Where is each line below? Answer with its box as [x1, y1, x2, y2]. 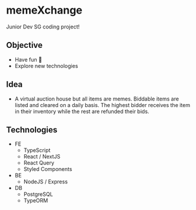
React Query [23, 159, 54, 166]
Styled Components [23, 166, 72, 173]
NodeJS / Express [23, 178, 68, 185]
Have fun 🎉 [14, 56, 43, 63]
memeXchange [6, 4, 83, 17]
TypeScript [23, 147, 51, 154]
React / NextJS [23, 153, 60, 160]
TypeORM [23, 197, 49, 204]
